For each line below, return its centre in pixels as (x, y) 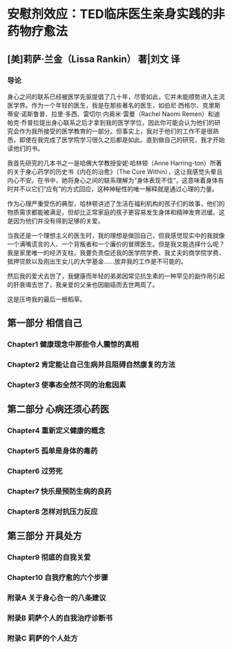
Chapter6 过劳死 (35, 471)
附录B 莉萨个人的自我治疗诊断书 (60, 618)
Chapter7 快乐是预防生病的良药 (59, 492)
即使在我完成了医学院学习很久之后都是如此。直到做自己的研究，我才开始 (122, 139)
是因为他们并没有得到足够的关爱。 (56, 221)
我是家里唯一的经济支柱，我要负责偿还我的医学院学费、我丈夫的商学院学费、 (116, 252)
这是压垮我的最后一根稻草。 (47, 299)
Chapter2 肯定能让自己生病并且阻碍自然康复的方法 (91, 365)
